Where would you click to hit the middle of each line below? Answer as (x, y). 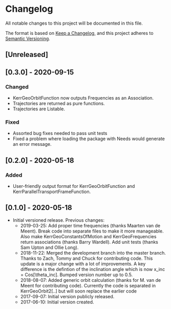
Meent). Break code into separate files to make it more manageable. (92, 231)
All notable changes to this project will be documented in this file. (74, 23)
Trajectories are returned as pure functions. (59, 104)
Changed (17, 87)
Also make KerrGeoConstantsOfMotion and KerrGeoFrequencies (88, 236)
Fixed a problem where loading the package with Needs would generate (89, 139)
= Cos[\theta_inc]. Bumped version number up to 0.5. (77, 275)
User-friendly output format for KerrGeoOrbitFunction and (74, 186)
